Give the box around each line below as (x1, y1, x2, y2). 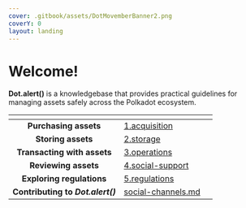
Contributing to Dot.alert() (12, 186, 116, 197)
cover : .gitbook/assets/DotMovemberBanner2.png (8, 11, 173, 20)
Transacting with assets (16, 147, 112, 158)
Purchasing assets (27, 120, 101, 132)
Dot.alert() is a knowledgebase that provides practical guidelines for (8, 89, 238, 98)
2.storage (123, 133, 161, 145)
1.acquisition (123, 120, 173, 132)
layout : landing (8, 27, 63, 35)
